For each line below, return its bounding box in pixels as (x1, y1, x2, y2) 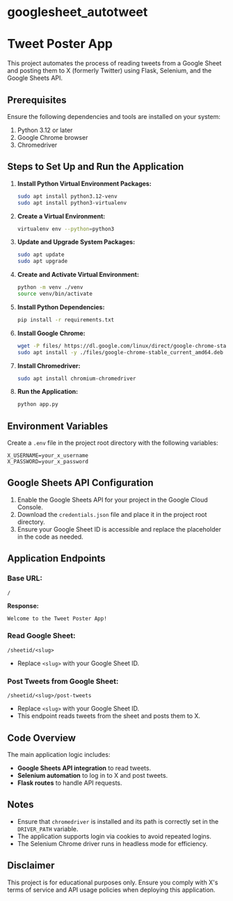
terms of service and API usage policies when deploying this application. (7, 885, 216, 894)
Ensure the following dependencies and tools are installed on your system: (7, 112, 221, 120)
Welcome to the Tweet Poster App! (7, 615, 108, 622)
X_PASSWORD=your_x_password (7, 459, 89, 465)
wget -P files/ (17, 342, 62, 349)
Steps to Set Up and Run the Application (7, 161, 184, 173)
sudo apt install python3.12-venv (17, 193, 118, 200)
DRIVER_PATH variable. (17, 824, 79, 833)
